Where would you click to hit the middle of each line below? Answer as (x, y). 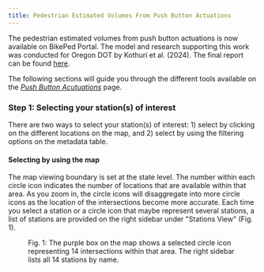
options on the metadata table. (58, 141)
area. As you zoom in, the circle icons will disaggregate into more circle (124, 194)
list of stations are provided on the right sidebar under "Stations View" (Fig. (131, 219)
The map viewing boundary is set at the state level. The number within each (132, 177)
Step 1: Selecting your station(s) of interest (92, 108)
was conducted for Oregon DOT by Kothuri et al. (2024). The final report (126, 55)
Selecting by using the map (54, 160)
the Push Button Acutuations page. (65, 87)
